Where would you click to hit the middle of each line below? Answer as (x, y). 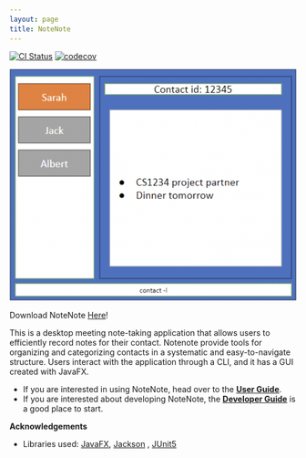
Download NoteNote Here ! (59, 315)
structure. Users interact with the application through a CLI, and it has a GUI (152, 361)
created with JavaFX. (49, 371)
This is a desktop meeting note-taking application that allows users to (140, 332)
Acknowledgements (49, 426)
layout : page (34, 19)
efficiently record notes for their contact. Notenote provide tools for (136, 342)
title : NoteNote (40, 29)
